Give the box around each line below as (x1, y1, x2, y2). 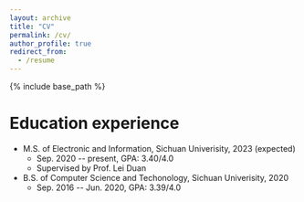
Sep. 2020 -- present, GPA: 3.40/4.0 (36, 153, 174, 164)
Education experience (9, 113, 180, 133)
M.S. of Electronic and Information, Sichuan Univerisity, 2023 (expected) (22, 143, 297, 154)
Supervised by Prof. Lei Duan (36, 162, 147, 174)
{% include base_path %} (9, 81, 106, 91)
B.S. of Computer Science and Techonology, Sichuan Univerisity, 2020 (22, 172, 289, 183)
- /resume (17, 56, 55, 65)
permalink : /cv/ (9, 30, 71, 39)
